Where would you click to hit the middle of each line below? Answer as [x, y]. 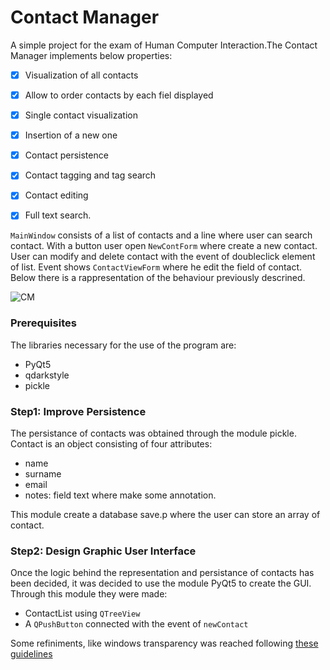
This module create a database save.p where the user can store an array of [165, 515]
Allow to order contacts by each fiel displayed [119, 95]
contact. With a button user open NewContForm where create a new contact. [164, 246]
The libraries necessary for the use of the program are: [123, 345]
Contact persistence [66, 155]
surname [43, 474]
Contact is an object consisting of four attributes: [111, 444]
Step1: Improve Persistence [78, 411]
